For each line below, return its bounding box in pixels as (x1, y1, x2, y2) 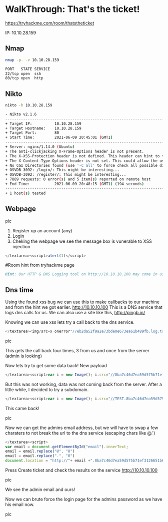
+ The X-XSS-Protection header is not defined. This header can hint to (5, 153, 160, 158)
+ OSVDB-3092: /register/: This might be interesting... (5, 172, 126, 177)
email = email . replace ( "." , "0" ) (5, 454, 75, 459)
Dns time (5, 286, 34, 294)
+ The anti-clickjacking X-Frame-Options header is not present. (5, 149, 144, 154)
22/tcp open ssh (5, 71, 41, 76)
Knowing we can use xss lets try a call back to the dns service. (5, 319, 135, 325)
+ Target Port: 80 (5, 130, 59, 135)
